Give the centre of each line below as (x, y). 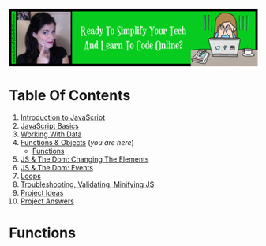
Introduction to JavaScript (63, 117)
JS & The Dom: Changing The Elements (84, 159)
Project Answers (47, 201)
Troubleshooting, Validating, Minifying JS (87, 184)
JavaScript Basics (50, 125)
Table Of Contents (70, 95)
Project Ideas (42, 192)
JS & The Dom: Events (57, 167)
